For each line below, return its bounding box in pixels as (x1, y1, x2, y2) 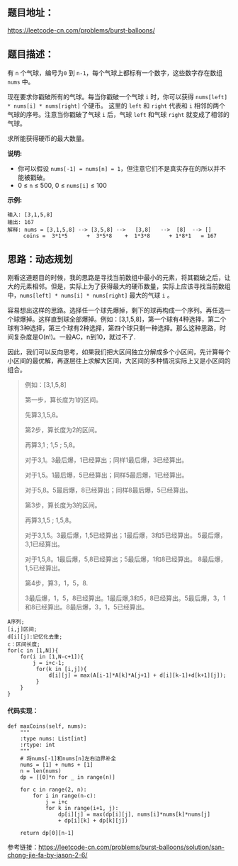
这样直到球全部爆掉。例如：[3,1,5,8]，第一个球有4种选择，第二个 (38, 315, 227, 324)
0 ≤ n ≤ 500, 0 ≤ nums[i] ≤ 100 (17, 181, 108, 189)
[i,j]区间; (7, 626, 38, 633)
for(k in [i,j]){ (35, 665, 87, 673)
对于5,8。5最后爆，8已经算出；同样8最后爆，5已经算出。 (24, 486, 193, 495)
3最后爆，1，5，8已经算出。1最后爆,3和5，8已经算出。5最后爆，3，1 (24, 594, 226, 602)
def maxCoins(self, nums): (7, 722, 87, 730)
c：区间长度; (7, 641, 40, 648)
